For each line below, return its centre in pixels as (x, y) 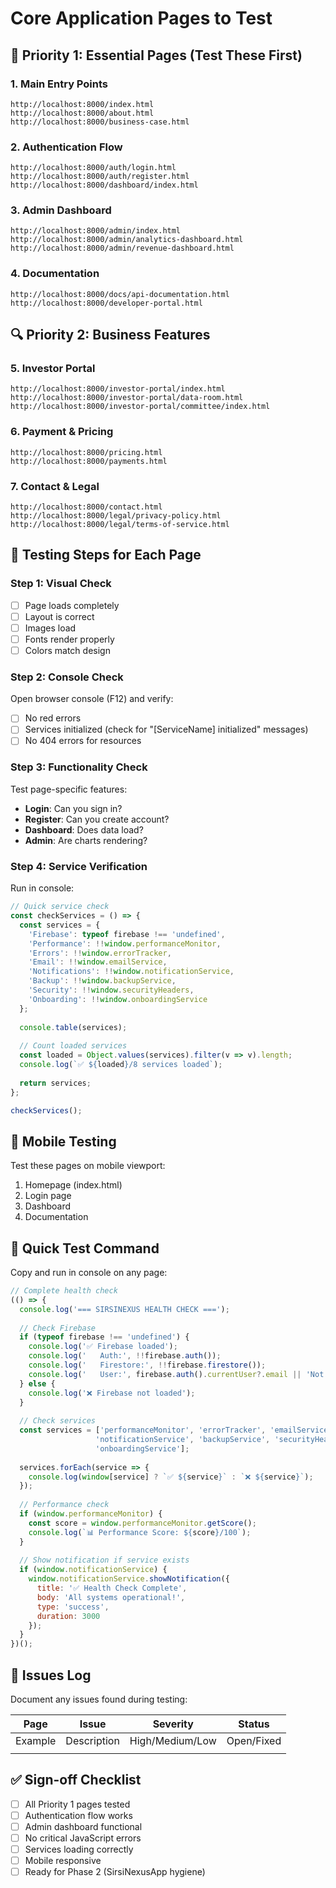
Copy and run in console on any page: (89, 1272)
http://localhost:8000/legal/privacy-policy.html (116, 516)
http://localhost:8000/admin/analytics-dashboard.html (127, 240)
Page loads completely (72, 605)
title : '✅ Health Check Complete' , (112, 1588)
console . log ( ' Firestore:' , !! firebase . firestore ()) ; (147, 1365)
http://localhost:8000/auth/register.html (100, 177)
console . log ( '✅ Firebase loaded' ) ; (103, 1347)
